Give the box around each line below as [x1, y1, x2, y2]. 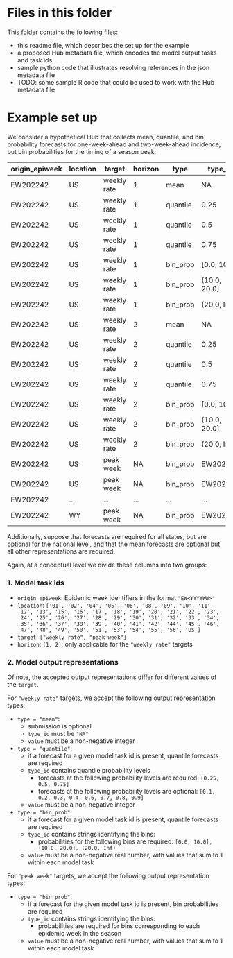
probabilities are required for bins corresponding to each [37, 922, 200, 930]
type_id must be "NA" [27, 730, 89, 738]
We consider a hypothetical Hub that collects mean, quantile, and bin [7, 132, 205, 141]
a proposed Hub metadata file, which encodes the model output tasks [17, 49, 217, 57]
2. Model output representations [7, 658, 119, 667]
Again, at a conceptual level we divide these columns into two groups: [7, 561, 207, 569]
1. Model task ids [7, 578, 64, 588]
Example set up [7, 110, 98, 126]
